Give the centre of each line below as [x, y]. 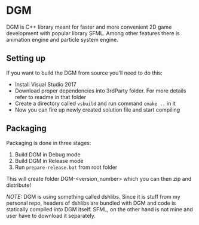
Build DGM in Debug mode [48, 154]
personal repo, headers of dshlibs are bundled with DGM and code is [91, 203]
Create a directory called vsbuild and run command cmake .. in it [95, 103]
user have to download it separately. [51, 215]
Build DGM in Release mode [49, 161]
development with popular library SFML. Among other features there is [93, 33]
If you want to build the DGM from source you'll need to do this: [84, 73]
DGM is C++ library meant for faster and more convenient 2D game [89, 27]
